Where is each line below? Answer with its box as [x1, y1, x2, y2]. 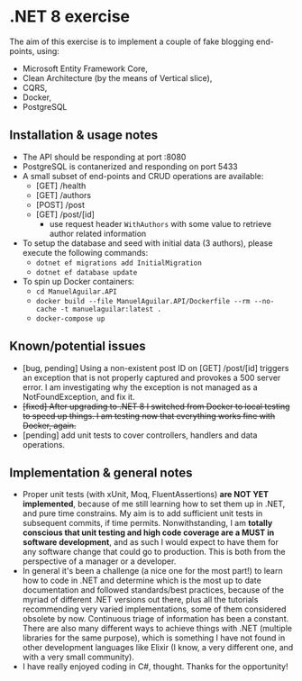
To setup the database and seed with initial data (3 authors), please [22, 237, 273, 249]
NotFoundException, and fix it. [22, 391, 135, 402]
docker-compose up [35, 313, 105, 323]
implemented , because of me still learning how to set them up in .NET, [22, 498, 286, 510]
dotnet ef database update [35, 268, 138, 277]
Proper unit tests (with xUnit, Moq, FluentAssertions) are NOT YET [22, 489, 269, 500]
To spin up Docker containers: [22, 276, 135, 286]
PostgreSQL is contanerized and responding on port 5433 [22, 160, 238, 172]
